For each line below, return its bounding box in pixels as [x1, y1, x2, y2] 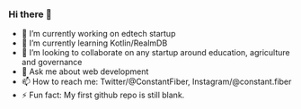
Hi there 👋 [8, 8, 53, 21]
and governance [21, 57, 83, 68]
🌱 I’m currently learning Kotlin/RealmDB [21, 38, 168, 48]
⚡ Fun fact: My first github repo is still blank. [21, 89, 185, 101]
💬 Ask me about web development [21, 66, 149, 77]
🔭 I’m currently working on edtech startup [21, 29, 176, 39]
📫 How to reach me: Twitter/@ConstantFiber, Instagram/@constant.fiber [21, 76, 292, 88]
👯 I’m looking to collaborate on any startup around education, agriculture [21, 47, 290, 58]
